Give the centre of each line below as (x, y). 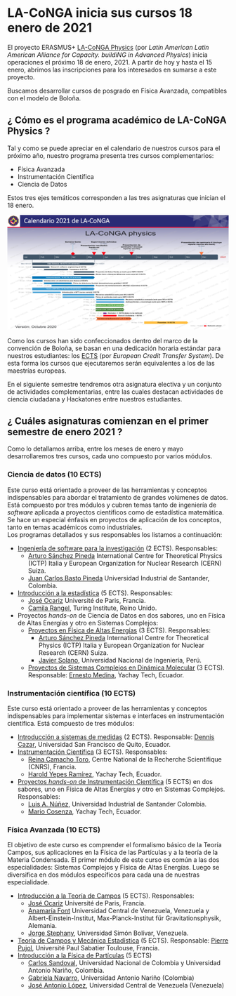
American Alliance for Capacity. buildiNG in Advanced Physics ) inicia (108, 55)
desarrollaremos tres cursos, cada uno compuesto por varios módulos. (110, 456)
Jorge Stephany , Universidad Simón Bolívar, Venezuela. (108, 933)
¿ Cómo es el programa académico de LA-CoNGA (117, 120)
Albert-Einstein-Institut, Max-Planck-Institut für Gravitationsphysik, (124, 918)
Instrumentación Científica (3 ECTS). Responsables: (92, 752)
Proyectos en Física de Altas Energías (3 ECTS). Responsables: (119, 630)
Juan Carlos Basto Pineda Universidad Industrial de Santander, (119, 578)
